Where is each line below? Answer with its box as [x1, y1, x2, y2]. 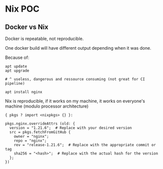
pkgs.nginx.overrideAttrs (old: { [5, 121, 76, 126]
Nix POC [5, 3, 40, 15]
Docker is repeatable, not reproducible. [5, 36, 84, 41]
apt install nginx [5, 90, 42, 94]
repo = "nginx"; [14, 138, 47, 143]
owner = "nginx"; [14, 134, 49, 139]
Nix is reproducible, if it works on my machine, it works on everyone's [5, 98, 145, 104]
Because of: [5, 55, 29, 60]
